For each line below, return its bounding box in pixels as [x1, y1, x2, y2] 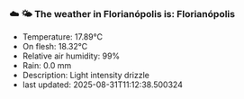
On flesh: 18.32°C [22, 41, 88, 52]
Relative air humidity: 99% [22, 50, 121, 61]
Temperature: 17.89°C [22, 31, 104, 42]
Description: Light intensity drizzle [22, 70, 150, 81]
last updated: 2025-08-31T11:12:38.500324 [22, 79, 183, 90]
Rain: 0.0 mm [22, 60, 72, 71]
